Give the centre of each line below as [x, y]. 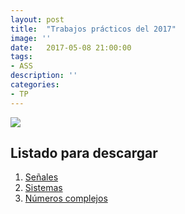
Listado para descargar [84, 153]
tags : [21, 57]
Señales [41, 177]
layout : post [37, 19]
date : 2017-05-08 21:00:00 [71, 47]
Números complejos [66, 198]
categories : [35, 85]
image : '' [31, 38]
